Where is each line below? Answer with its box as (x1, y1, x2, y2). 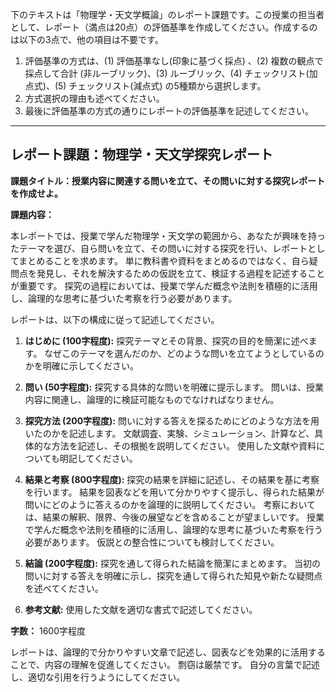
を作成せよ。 (10, 187, 63, 199)
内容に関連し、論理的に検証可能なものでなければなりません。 (24, 393, 280, 405)
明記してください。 (59, 452, 138, 464)
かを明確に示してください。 (24, 359, 139, 372)
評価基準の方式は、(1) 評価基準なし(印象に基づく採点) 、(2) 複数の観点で (24, 55, 324, 67)
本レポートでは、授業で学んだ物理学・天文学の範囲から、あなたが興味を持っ (10, 229, 326, 242)
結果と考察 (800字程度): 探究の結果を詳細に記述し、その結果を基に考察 (24, 473, 320, 485)
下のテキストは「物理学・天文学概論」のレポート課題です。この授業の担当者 (10, 9, 325, 20)
